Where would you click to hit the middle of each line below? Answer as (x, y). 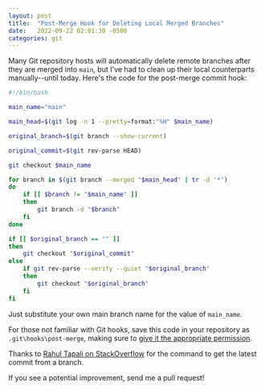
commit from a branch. (46, 362)
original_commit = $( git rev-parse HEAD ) (75, 150)
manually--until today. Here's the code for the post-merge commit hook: (128, 78)
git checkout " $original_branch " (93, 283)
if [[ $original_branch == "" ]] (64, 239)
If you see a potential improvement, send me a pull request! (106, 377)
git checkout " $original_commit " (79, 254)
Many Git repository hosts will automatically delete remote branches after (130, 61)
